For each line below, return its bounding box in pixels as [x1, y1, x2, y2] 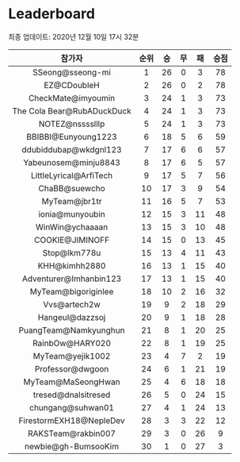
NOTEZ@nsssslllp [38, 118, 105, 129]
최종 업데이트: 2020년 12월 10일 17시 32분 [8, 32, 139, 41]
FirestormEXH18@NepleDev [18, 414, 125, 425]
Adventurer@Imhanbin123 [22, 273, 122, 284]
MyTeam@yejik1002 [32, 350, 111, 361]
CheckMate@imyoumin [28, 92, 116, 103]
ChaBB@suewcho [38, 183, 105, 194]
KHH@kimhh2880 [37, 260, 106, 271]
